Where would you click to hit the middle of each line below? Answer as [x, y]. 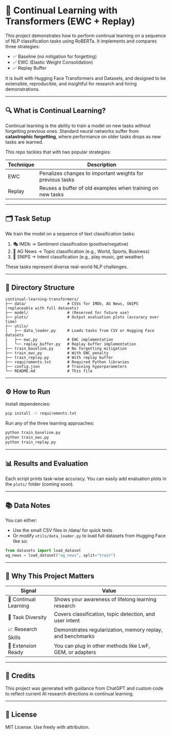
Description [102, 165]
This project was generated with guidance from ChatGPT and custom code [84, 688]
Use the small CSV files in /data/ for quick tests [62, 530]
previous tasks [57, 180]
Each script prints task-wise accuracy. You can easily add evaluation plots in [86, 479]
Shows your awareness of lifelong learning [105, 599]
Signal [28, 590]
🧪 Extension [22, 646]
